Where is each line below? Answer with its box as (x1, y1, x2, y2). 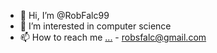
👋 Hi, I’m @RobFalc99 (19, 10, 110, 21)
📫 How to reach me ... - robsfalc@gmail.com (19, 31, 207, 43)
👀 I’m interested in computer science (19, 20, 172, 32)
